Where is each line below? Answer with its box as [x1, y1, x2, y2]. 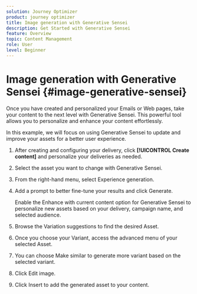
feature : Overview [6, 31, 51, 37]
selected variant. [14, 258, 56, 265]
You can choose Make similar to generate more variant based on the [14, 252, 181, 259]
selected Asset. [14, 240, 53, 247]
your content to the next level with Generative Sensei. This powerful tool [6, 111, 182, 118]
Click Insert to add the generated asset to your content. [14, 281, 149, 288]
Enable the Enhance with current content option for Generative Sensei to [14, 199, 191, 206]
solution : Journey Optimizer [6, 8, 78, 15]
